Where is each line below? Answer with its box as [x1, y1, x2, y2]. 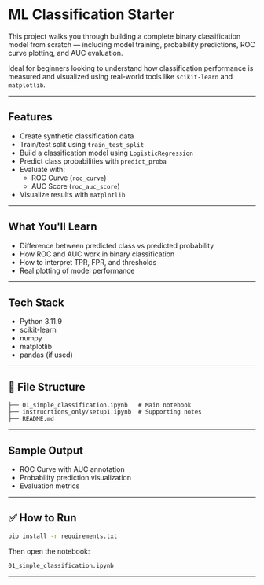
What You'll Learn [8, 220, 97, 234]
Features [8, 110, 53, 123]
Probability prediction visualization [19, 473, 132, 482]
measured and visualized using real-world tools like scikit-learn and [8, 72, 233, 81]
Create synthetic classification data [19, 131, 134, 141]
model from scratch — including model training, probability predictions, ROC [8, 39, 255, 49]
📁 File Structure [8, 380, 86, 394]
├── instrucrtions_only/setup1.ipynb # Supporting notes [8, 408, 202, 416]
